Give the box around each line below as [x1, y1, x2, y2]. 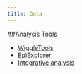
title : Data [7, 10, 42, 18]
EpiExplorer [17, 51, 52, 59]
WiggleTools [17, 43, 54, 51]
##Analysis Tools [7, 30, 58, 38]
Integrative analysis [17, 58, 75, 67]
